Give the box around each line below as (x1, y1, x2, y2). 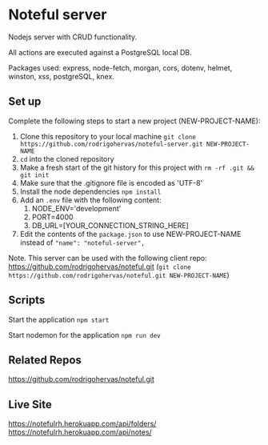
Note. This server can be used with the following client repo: (8, 253, 208, 263)
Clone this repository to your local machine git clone (19, 131, 196, 141)
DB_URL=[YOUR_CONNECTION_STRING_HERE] (31, 220, 190, 230)
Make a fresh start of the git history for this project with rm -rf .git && (19, 162, 254, 172)
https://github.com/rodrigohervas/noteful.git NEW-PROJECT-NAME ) (8, 270, 230, 279)
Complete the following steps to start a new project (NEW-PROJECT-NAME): (8, 116, 261, 126)
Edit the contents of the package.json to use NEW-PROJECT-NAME (19, 229, 242, 239)
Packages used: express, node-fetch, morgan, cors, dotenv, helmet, (8, 62, 233, 73)
